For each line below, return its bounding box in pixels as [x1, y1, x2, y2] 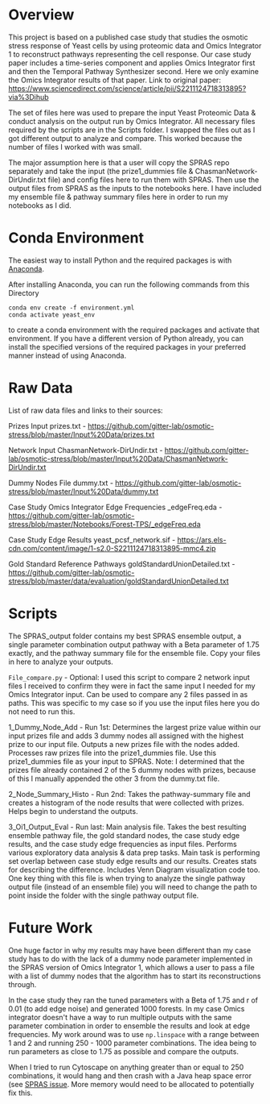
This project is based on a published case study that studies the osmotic [8, 32, 248, 42]
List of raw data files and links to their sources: [8, 405, 163, 415]
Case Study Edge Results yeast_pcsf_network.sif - [8, 534, 176, 545]
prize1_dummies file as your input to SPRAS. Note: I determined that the [8, 756, 245, 766]
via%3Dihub [8, 92, 50, 102]
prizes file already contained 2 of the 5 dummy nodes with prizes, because [8, 765, 256, 774]
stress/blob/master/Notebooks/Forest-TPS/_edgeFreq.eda [8, 519, 201, 529]
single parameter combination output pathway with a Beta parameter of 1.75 [8, 639, 260, 650]
